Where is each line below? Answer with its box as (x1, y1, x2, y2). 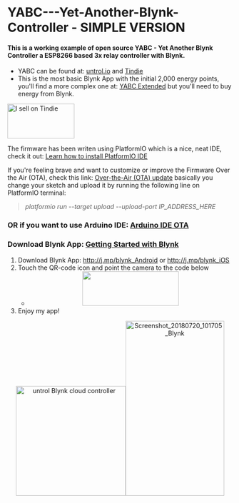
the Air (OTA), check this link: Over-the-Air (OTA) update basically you (7, 173, 213, 182)
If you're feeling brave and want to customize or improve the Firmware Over (7, 166, 230, 175)
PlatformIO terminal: (7, 188, 66, 197)
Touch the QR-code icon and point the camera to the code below (17, 263, 209, 272)
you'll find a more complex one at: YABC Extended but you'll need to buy (17, 82, 232, 91)
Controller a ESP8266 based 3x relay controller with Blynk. (7, 51, 185, 59)
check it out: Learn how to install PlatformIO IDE (7, 152, 148, 161)
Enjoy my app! (17, 306, 60, 315)
